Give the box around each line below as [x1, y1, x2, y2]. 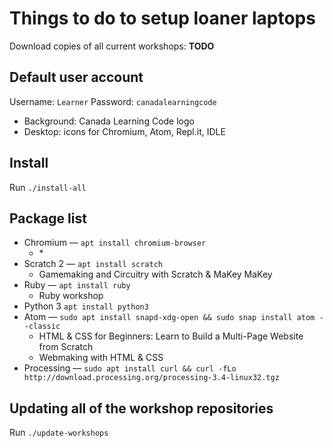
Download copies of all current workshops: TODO [9, 40, 215, 52]
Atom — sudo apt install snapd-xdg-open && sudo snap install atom [23, 311, 316, 323]
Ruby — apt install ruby [23, 279, 131, 291]
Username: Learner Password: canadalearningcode [9, 95, 217, 107]
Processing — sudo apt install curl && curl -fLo [23, 362, 237, 374]
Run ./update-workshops [9, 427, 109, 439]
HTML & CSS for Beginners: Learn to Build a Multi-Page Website [38, 330, 304, 342]
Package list [9, 210, 87, 227]
